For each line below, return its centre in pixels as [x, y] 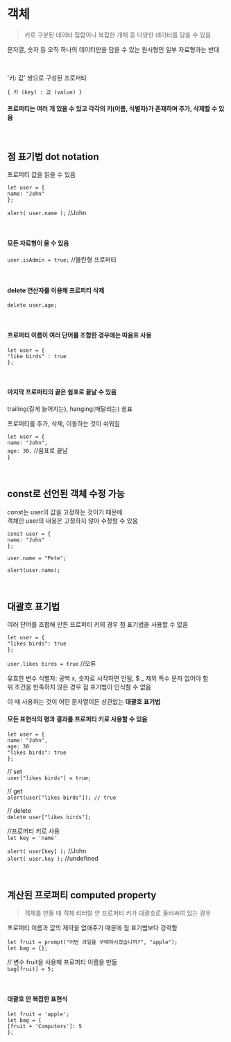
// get [15, 791]
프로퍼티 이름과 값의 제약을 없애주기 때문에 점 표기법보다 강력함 [93, 928]
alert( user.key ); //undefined [53, 858]
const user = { [29, 534]
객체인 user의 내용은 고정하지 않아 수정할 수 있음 [73, 521]
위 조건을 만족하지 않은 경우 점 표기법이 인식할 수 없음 [79, 687]
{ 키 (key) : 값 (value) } [45, 92]
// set [15, 771]
